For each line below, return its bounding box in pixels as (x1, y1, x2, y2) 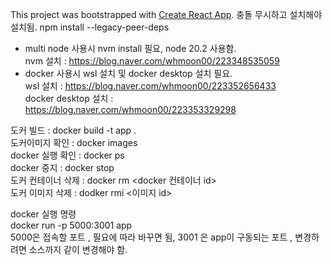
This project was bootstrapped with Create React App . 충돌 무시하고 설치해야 (10, 9, 323, 20)
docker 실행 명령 (10, 208, 77, 220)
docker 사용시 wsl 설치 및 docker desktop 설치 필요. (24, 68, 233, 79)
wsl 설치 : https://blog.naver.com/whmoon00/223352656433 (24, 80, 277, 92)
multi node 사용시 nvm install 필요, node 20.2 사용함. (24, 43, 237, 54)
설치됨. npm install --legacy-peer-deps (10, 21, 170, 33)
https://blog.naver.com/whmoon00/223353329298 (24, 104, 237, 115)
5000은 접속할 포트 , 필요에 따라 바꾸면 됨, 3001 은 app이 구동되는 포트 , (10, 231, 293, 243)
